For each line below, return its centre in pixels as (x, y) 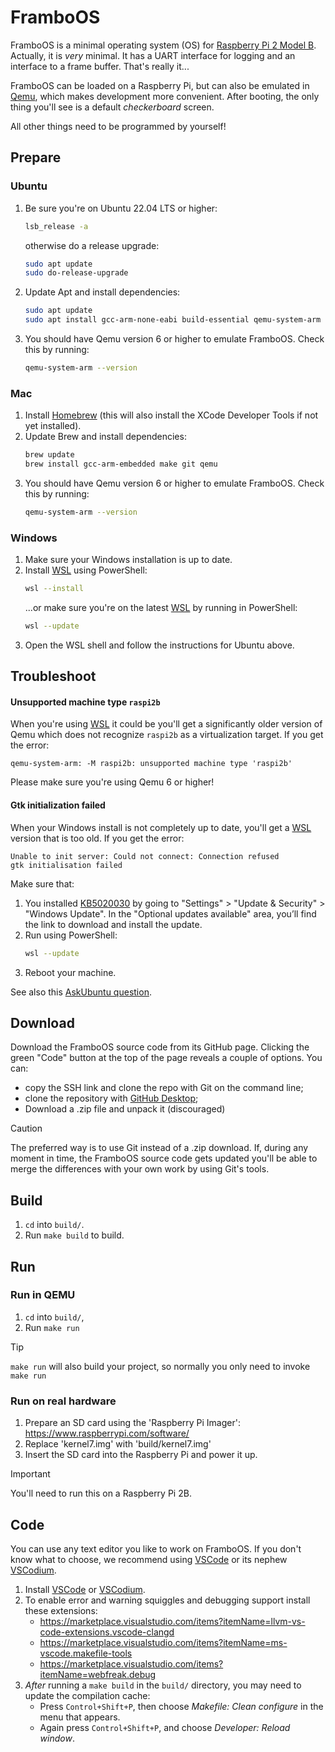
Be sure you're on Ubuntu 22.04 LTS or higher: (121, 208)
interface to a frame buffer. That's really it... (100, 66)
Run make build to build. (74, 1235)
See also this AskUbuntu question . (81, 992)
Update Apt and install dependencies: (102, 292)
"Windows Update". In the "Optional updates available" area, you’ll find (170, 913)
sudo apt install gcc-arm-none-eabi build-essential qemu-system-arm (173, 320)
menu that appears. (80, 1717)
